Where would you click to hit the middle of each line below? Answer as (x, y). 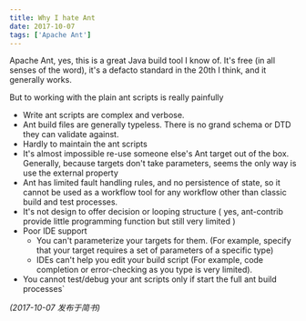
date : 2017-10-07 (42, 26)
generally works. (41, 80)
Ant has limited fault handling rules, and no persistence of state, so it (151, 183)
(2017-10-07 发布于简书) (55, 308)
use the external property (70, 173)
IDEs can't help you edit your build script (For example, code (150, 260)
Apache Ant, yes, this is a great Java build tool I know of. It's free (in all (143, 61)
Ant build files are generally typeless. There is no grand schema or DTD (157, 125)
